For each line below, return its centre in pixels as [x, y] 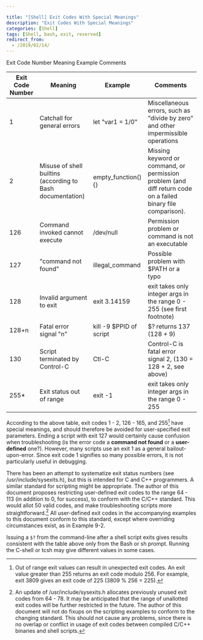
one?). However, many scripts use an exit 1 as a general [97, 448]
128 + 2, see [166, 366]
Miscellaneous [168, 103]
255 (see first [167, 309]
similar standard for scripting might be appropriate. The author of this [93, 486]
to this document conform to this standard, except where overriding [91, 519]
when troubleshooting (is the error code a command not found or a [90, 442]
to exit [48, 305]
